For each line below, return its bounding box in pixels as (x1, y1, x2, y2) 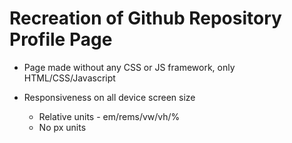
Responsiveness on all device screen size (23, 91, 196, 103)
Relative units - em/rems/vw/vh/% (38, 110, 181, 122)
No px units (38, 121, 87, 133)
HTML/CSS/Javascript (23, 72, 116, 84)
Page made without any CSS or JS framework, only (23, 61, 236, 73)
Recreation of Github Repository (9, 7, 282, 30)
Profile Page (9, 28, 113, 51)
